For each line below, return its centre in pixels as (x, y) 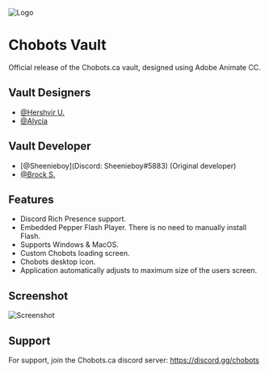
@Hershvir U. (42, 112)
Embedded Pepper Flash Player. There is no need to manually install (133, 228)
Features (31, 199)
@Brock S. (38, 174)
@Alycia (34, 120)
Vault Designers (50, 93)
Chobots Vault (57, 45)
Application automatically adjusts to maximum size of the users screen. (138, 270)
